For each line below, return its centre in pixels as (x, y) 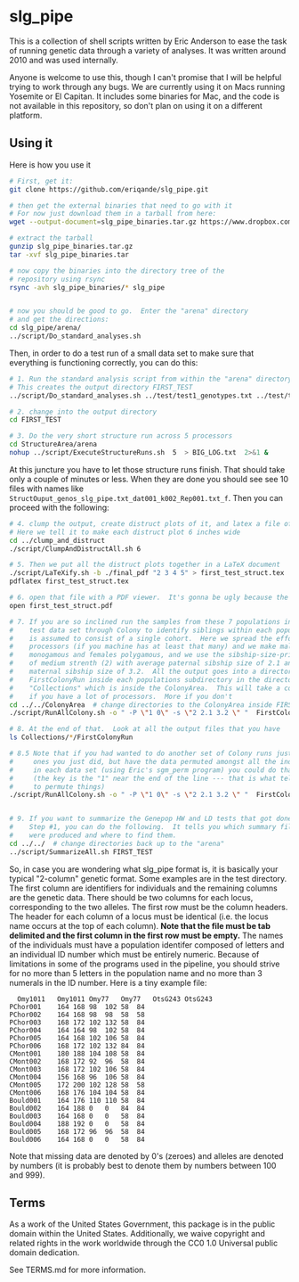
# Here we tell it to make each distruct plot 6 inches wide (125, 532)
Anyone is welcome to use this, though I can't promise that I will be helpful (145, 77)
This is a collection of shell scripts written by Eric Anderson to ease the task (148, 41)
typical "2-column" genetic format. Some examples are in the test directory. (148, 878)
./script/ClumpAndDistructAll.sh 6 (75, 549)
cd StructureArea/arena (53, 444)
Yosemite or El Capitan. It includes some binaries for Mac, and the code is (145, 96)
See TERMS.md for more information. (78, 1270)
